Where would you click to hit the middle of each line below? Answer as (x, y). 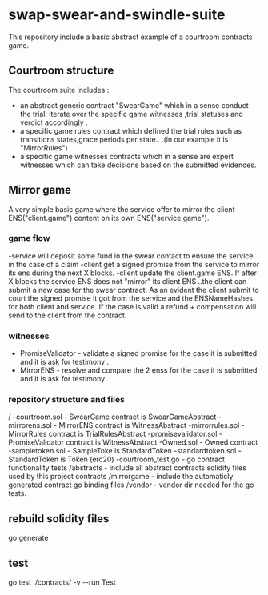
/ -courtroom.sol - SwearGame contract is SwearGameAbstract (112, 417)
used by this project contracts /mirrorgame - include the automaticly (121, 477)
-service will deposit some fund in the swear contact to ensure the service (131, 256)
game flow (29, 238)
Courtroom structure (61, 71)
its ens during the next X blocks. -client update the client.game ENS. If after (133, 273)
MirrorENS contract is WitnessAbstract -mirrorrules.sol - (152, 425)
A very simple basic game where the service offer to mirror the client (122, 209)
